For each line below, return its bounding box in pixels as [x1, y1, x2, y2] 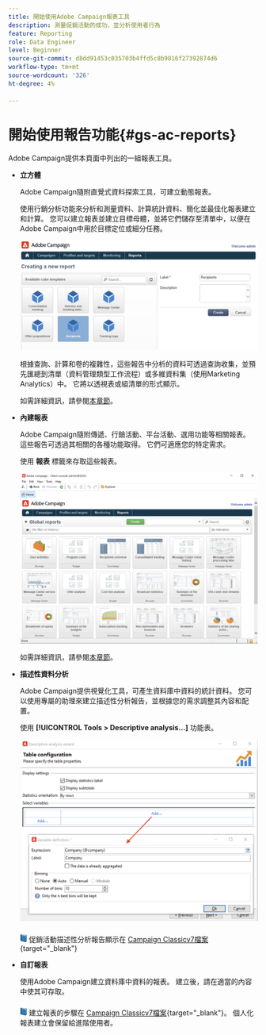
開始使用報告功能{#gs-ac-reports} [8, 125, 237, 144]
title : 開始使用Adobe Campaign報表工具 [8, 13, 131, 21]
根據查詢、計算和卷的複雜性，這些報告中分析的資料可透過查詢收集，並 [19, 359, 249, 368]
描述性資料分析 [19, 669, 69, 679]
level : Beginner [8, 46, 62, 55]
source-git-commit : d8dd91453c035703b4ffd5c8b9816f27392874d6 [8, 55, 218, 63]
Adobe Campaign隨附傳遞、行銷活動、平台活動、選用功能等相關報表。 [19, 429, 251, 439]
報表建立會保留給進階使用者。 [19, 1018, 117, 1027]
